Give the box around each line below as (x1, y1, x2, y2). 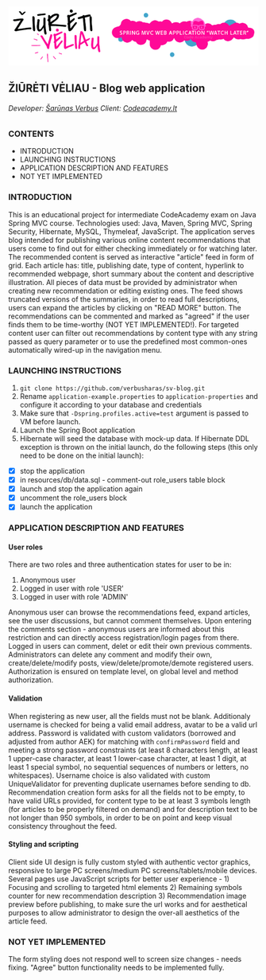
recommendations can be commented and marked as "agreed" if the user (8, 311, 250, 321)
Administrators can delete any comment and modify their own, (8, 650, 213, 659)
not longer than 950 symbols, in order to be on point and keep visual (8, 813, 233, 822)
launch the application (19, 502, 93, 512)
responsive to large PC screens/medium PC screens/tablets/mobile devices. (8, 865, 257, 875)
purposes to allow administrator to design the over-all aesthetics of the (8, 908, 240, 917)
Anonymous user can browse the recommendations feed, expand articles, (8, 607, 251, 617)
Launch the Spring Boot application (19, 425, 136, 435)
